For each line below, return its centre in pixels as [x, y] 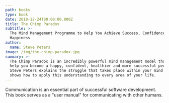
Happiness [20, 38]
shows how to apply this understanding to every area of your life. [83, 75]
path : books [18, 10]
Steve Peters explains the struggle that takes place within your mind [87, 71]
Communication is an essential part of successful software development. [81, 89]
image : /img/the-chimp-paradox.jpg [43, 52]
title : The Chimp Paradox [32, 24]
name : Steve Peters [30, 47]
